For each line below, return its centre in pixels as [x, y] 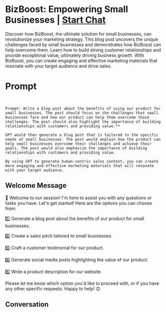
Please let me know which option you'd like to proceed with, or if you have [82, 283]
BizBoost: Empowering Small [67, 9]
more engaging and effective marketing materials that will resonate [80, 166]
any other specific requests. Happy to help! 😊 [53, 288]
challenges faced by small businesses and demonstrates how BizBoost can [83, 44]
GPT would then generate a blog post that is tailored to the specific [82, 135]
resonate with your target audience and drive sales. [59, 66]
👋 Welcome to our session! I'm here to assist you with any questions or [78, 198]
